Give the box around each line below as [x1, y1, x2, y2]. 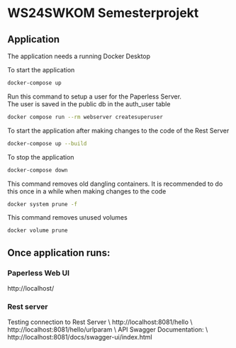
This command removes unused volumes [7, 213, 128, 222]
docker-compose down [7, 167, 69, 174]
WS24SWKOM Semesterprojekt [7, 5, 199, 21]
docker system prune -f [7, 201, 78, 208]
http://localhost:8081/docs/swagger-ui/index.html [7, 333, 152, 342]
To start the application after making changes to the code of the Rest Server [7, 126, 230, 135]
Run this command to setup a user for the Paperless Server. [7, 92, 182, 101]
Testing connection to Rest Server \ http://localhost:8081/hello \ [7, 318, 193, 327]
